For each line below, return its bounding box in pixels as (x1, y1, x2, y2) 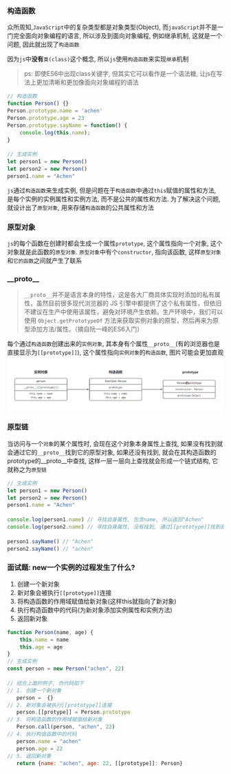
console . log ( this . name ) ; (19, 129, 91, 136)
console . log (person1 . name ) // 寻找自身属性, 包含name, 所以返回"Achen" (7, 516, 204, 523)
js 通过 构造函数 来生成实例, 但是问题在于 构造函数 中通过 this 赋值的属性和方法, (7, 186, 217, 194)
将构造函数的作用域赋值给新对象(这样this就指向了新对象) (16, 597, 177, 605)
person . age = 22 (16, 745, 63, 752)
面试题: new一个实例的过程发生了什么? (7, 563, 135, 573)
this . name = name (19, 636, 69, 643)
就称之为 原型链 (7, 465, 47, 473)
